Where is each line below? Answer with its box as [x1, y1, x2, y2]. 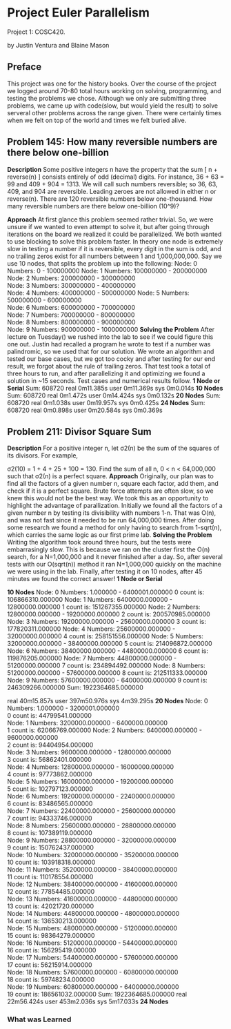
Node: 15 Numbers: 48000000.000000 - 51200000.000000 [7, 924, 178, 932]
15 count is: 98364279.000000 [7, 932, 95, 940]
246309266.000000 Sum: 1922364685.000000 [7, 683, 143, 692]
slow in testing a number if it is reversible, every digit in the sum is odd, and [7, 244, 221, 253]
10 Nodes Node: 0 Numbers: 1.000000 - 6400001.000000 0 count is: [7, 588, 205, 596]
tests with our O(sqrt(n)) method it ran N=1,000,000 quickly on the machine [7, 560, 222, 569]
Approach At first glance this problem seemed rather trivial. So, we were [7, 215, 214, 224]
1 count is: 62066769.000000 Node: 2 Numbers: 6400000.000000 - [7, 726, 202, 734]
